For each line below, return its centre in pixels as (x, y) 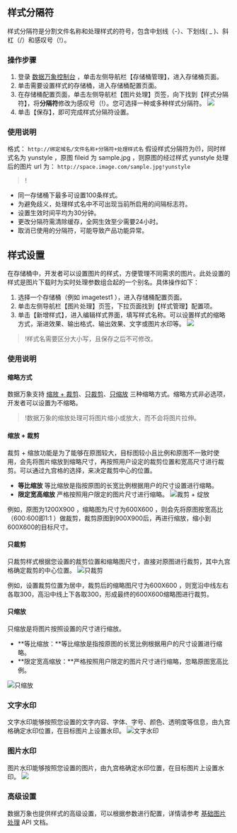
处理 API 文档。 (30, 822)
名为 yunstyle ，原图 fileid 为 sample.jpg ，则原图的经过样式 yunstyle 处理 (121, 158)
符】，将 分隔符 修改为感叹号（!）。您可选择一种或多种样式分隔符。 (111, 103)
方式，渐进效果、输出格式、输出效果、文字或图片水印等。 (101, 324)
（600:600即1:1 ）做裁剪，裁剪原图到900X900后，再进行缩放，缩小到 (109, 518)
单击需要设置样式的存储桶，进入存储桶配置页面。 (89, 86)
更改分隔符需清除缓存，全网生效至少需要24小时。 (90, 222)
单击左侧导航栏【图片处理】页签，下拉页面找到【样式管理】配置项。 (117, 306)
